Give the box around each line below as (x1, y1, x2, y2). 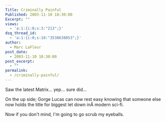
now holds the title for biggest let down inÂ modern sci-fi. (5, 101, 124, 107)
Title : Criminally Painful (5, 7, 61, 13)
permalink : (5, 68, 28, 73)
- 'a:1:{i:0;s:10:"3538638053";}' (9, 36, 81, 41)
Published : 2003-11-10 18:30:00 (5, 12, 72, 17)
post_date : (5, 49, 28, 54)
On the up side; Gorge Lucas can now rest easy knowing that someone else (5, 96, 161, 102)
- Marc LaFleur (9, 45, 41, 50)
